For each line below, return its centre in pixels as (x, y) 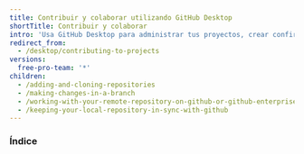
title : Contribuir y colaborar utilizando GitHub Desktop (121, 18)
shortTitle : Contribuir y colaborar (78, 26)
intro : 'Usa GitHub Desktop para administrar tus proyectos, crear (139, 34)
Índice (24, 141)
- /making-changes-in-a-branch (76, 93)
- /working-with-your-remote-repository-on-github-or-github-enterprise (157, 101)
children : (28, 77)
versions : (28, 59)
